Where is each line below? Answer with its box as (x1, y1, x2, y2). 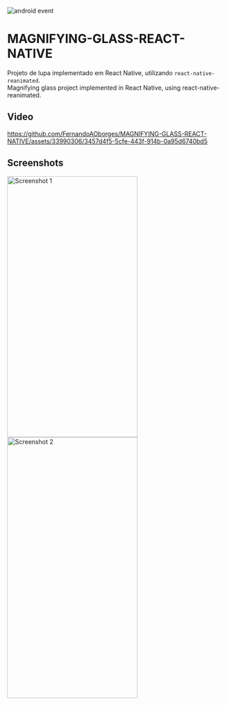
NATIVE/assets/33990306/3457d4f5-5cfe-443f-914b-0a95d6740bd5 (7, 136, 208, 145)
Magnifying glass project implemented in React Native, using (7, 84, 181, 92)
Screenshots (7, 157, 64, 169)
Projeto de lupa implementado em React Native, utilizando (7, 68, 174, 77)
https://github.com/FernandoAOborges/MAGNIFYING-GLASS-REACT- (7, 129, 207, 138)
